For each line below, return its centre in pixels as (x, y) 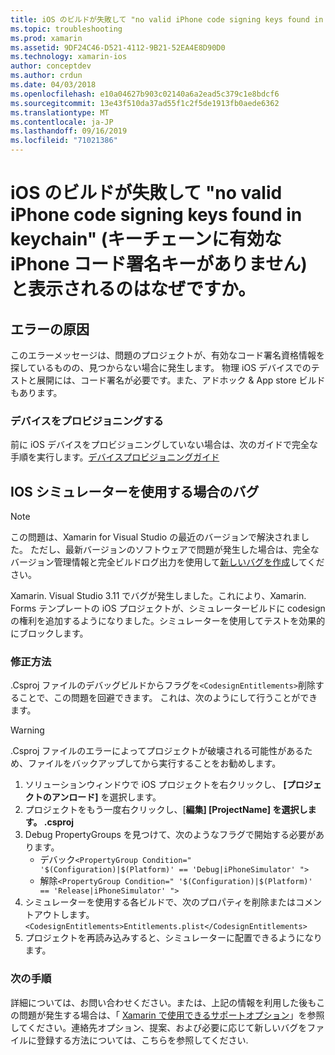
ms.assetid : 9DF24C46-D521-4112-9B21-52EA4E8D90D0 (118, 47)
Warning (27, 730)
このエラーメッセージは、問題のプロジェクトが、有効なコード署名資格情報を (167, 355)
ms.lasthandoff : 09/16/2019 (69, 131)
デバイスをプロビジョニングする (87, 421)
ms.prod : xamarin (46, 38)
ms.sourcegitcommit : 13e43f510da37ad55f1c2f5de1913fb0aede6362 (145, 103)
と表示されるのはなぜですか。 (133, 289)
